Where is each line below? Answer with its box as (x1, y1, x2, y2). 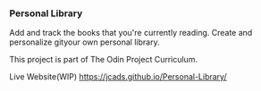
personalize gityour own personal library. (9, 37, 160, 47)
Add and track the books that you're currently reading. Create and (9, 28, 253, 38)
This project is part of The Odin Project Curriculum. (9, 54, 198, 65)
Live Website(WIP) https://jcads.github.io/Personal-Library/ (9, 71, 227, 82)
